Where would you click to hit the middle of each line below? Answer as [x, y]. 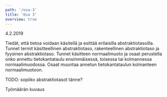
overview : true [21, 19]
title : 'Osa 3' [21, 15]
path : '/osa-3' [21, 10]
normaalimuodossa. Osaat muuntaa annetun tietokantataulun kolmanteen [81, 65]
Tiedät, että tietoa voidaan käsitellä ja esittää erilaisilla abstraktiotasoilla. [80, 43]
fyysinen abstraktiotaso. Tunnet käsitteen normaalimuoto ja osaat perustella [84, 54]
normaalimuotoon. [24, 70]
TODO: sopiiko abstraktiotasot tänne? [44, 80]
